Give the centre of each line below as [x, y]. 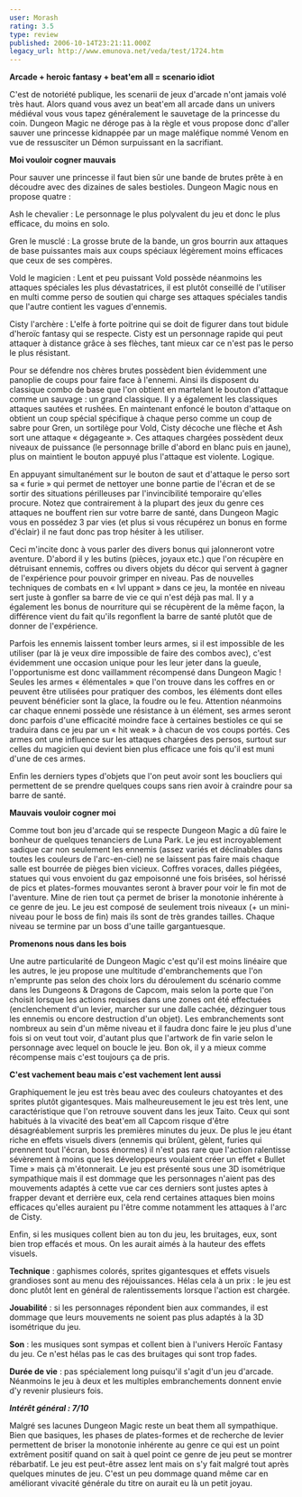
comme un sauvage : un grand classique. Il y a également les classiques [143, 399]
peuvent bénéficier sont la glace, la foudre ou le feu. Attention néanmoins [146, 702]
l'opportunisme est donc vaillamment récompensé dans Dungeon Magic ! [146, 673]
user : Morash [34, 18]
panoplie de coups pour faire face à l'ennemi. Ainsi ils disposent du [134, 380]
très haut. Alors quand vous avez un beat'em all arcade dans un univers [142, 104]
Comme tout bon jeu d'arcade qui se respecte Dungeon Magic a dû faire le [148, 831]
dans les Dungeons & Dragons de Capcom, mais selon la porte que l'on [142, 990]
